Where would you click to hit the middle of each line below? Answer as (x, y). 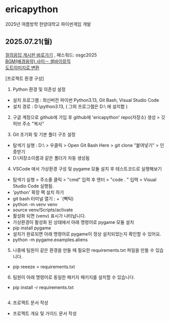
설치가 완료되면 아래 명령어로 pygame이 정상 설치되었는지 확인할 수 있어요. (87, 234)
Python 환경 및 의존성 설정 (39, 89)
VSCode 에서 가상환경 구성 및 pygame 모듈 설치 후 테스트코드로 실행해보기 (87, 168)
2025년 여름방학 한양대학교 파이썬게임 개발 (48, 24)
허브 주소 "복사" (28, 124)
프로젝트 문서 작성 (30, 303)
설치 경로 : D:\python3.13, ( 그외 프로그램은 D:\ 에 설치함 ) (70, 106)
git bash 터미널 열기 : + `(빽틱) (43, 198)
